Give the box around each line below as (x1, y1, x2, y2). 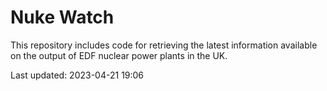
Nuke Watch (10, 6, 115, 29)
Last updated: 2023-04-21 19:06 (10, 69, 145, 81)
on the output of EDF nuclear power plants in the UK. (10, 49, 228, 61)
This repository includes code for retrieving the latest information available (10, 39, 318, 51)
